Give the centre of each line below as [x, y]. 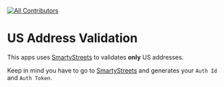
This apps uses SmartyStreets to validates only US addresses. [96, 57]
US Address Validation [72, 38]
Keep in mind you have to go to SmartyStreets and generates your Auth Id [112, 70]
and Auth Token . [30, 77]
